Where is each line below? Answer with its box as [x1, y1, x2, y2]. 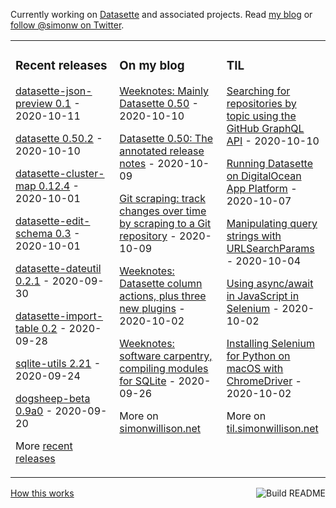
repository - [119, 229, 177, 243]
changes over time [119, 204, 207, 218]
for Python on [226, 349, 291, 363]
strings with [226, 229, 282, 243]
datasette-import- [15, 309, 104, 323]
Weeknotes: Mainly [119, 84, 209, 98]
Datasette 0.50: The [119, 131, 213, 145]
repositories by [226, 96, 297, 110]
